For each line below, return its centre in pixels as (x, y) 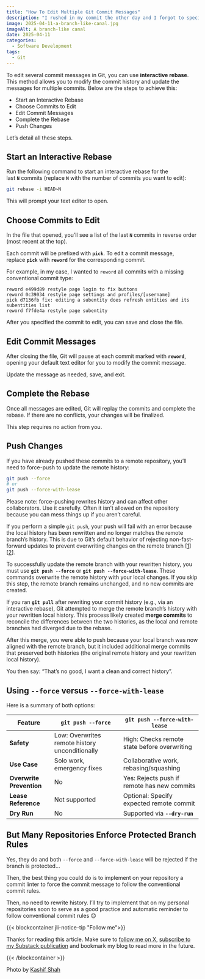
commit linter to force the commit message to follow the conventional (93, 884)
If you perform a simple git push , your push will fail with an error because (99, 526)
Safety (19, 743)
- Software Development (42, 47)
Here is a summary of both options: (51, 705)
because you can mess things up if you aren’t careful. (74, 515)
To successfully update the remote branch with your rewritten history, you (99, 564)
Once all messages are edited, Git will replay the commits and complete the (101, 408)
